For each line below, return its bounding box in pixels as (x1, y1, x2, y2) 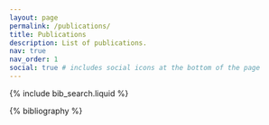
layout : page (9, 13, 59, 22)
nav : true (9, 47, 47, 56)
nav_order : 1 (9, 55, 59, 64)
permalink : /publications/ (9, 22, 111, 31)
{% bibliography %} (9, 105, 83, 116)
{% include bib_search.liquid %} (9, 87, 129, 99)
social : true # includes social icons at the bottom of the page (9, 64, 260, 73)
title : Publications (9, 30, 88, 39)
